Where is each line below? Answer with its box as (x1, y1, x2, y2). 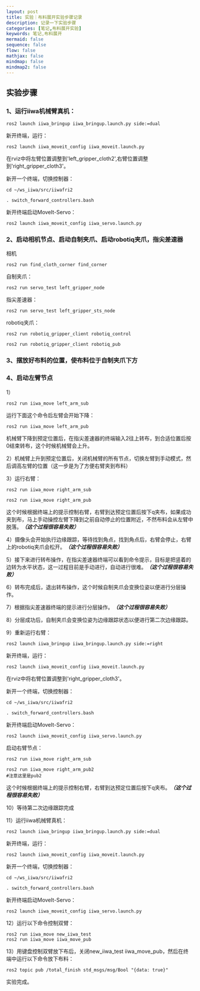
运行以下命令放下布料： (16, 955, 74, 962)
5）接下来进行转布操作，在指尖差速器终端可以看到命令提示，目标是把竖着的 (6, 556, 192, 563)
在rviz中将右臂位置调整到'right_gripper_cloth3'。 (6, 675, 125, 682)
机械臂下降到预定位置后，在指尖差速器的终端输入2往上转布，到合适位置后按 (6, 434, 192, 442)
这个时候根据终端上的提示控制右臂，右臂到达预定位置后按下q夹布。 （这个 (6, 784, 186, 791)
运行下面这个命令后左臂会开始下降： (6, 411, 95, 418)
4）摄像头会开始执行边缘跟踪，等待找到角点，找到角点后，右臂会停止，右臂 (6, 536, 192, 543)
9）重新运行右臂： (6, 629, 52, 636)
